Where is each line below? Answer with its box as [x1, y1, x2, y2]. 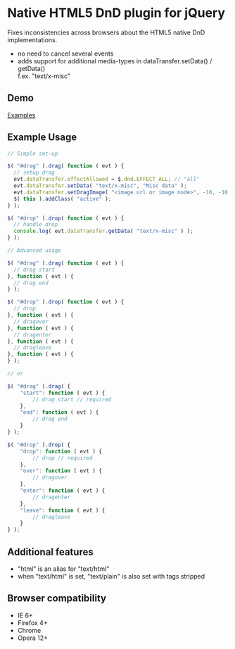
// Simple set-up [7, 150, 58, 157]
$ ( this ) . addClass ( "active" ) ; [13, 195, 112, 202]
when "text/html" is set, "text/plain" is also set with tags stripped [17, 572, 205, 580]
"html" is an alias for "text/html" [17, 565, 110, 573]
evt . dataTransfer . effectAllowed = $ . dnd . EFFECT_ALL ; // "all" [13, 176, 200, 183]
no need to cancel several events [17, 49, 114, 58]
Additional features [7, 546, 94, 557]
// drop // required [32, 454, 93, 462]
